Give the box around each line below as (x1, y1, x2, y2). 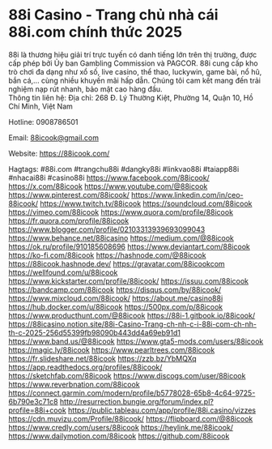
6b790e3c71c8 (8, 396, 58, 406)
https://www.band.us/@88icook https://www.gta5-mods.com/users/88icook (8, 336, 264, 346)
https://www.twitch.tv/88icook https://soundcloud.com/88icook (40, 199, 253, 208)
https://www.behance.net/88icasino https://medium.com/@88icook (8, 233, 235, 242)
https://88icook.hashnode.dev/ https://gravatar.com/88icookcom (8, 259, 225, 268)
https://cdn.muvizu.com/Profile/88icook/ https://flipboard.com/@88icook (8, 413, 253, 423)
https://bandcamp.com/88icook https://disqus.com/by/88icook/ (8, 284, 222, 294)
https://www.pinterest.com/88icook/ (8, 190, 130, 199)
